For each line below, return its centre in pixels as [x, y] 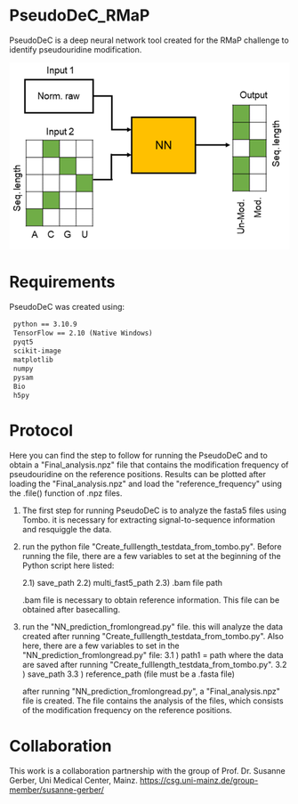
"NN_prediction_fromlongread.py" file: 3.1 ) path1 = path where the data [153, 655]
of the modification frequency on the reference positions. [127, 710]
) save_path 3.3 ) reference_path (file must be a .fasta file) [129, 674]
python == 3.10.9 [45, 325]
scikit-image [37, 351]
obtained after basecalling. [71, 609]
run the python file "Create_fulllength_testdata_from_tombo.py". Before [152, 547]
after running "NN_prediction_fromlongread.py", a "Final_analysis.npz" [151, 691]
